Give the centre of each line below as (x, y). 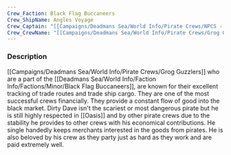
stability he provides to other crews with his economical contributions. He (111, 122)
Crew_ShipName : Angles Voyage (51, 20)
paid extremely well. (35, 144)
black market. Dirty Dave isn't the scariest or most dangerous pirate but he (113, 108)
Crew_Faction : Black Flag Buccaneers (61, 13)
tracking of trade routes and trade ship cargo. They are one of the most (108, 93)
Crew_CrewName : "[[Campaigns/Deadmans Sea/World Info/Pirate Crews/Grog (113, 33)
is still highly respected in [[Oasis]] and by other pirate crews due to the (109, 115)
